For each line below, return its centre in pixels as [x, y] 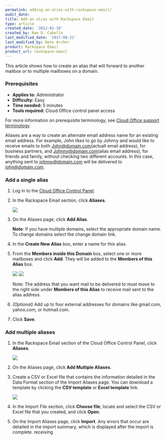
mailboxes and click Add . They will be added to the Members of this [82, 259]
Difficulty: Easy [28, 100]
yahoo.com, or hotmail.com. [41, 310]
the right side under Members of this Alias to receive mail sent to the [83, 290]
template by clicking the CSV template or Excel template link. [75, 388]
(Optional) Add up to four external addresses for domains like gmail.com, [87, 304]
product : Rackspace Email [32, 47]
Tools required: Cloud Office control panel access [64, 111]
